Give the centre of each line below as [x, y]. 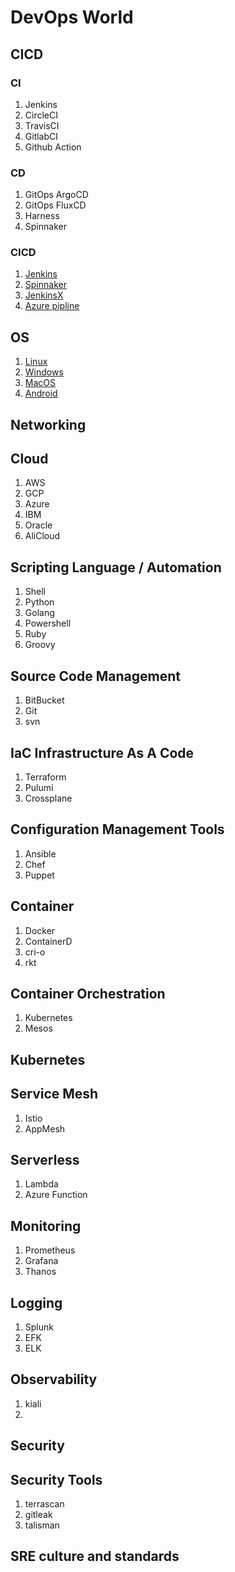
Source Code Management [95, 676]
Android [41, 393]
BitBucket [44, 700]
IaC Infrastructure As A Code [102, 752]
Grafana [41, 1261]
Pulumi [39, 787]
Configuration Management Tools [117, 829]
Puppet [39, 875]
